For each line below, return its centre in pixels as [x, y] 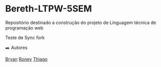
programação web [25, 27]
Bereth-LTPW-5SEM [49, 9]
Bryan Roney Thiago [27, 59]
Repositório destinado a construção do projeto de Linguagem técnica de [81, 22]
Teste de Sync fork [25, 37]
